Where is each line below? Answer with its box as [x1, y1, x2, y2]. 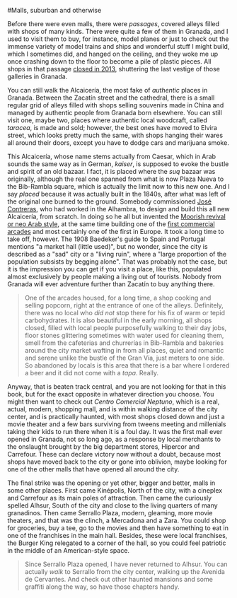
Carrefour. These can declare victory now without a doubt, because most [7, 450, 221, 458]
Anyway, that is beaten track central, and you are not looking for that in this [7, 382, 226, 391]
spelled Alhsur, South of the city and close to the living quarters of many [7, 501, 218, 510]
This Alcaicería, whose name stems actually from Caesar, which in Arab [7, 152, 216, 160]
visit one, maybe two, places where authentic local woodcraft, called [7, 116, 207, 124]
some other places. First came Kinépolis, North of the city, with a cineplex [7, 486, 223, 494]
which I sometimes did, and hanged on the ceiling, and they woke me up [7, 49, 218, 58]
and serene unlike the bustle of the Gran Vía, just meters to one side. [24, 353, 225, 362]
